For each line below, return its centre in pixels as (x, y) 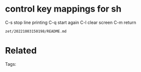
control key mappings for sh (63, 9)
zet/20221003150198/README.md (36, 31)
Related (21, 51)
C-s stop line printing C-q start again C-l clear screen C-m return (70, 22)
